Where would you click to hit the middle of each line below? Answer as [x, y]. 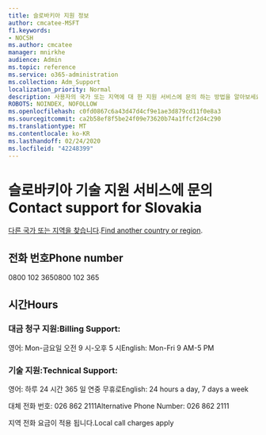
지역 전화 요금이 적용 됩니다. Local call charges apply [91, 423]
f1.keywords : [30, 30]
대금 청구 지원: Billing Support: [65, 329]
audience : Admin [35, 60]
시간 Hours [33, 304]
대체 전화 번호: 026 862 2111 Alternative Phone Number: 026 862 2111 [119, 406]
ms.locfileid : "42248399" [51, 148]
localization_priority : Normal [60, 89]
